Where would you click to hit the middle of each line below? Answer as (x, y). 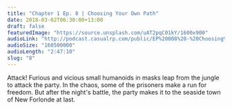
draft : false (26, 26)
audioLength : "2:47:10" (41, 52)
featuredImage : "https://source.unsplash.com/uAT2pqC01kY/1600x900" (108, 33)
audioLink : (23, 39)
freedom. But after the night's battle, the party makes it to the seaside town (114, 92)
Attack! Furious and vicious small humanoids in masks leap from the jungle (113, 77)
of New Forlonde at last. (41, 99)
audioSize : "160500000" (41, 45)
